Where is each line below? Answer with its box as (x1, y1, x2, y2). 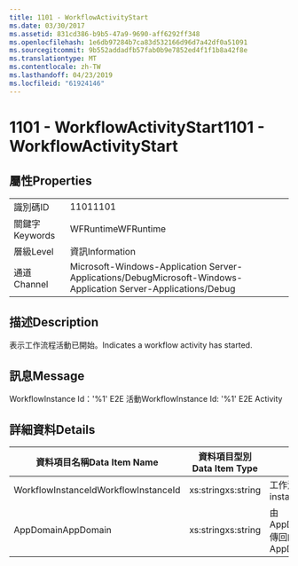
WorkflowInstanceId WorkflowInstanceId (13, 484, 181, 497)
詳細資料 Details (9, 422, 96, 437)
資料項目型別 (198, 451, 253, 463)
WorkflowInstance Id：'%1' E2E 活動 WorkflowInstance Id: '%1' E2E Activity (9, 394, 283, 405)
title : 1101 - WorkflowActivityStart (9, 12, 149, 22)
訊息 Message (9, 368, 85, 383)
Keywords (13, 229, 56, 241)
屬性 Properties (9, 174, 92, 189)
